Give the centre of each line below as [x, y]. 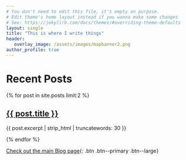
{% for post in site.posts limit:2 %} [48, 95]
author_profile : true [33, 50]
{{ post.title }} [32, 114]
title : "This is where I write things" [55, 34]
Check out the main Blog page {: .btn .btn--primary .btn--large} [82, 151]
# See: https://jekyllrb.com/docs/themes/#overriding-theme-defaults [94, 22]
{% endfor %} [23, 139]
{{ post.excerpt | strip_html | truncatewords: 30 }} [66, 128]
